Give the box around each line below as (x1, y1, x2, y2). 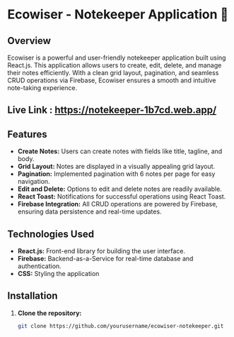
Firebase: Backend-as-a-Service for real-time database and (17, 255, 194, 263)
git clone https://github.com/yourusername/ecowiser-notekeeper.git (17, 322, 224, 329)
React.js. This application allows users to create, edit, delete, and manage (7, 61, 222, 70)
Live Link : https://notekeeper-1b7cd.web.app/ (7, 104, 217, 116)
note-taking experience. (7, 84, 78, 92)
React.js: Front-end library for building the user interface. (17, 247, 186, 255)
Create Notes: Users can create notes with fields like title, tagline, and (17, 147, 223, 155)
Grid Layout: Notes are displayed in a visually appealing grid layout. (17, 162, 216, 171)
